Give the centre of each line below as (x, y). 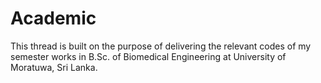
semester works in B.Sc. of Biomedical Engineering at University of (148, 56)
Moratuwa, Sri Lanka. (54, 67)
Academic (53, 18)
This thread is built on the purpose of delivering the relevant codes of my (161, 46)
